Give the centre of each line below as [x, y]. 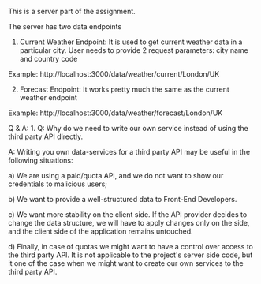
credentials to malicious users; [58, 184]
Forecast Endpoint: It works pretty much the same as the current [125, 89]
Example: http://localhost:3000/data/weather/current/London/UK [114, 74]
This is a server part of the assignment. [72, 11]
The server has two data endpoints [65, 26]
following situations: [41, 160]
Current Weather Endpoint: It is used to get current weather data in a [131, 42]
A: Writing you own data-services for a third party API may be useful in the [129, 152]
